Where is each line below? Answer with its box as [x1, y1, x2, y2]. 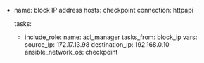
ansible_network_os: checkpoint [24, 48, 118, 56]
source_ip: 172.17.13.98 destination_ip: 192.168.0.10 [24, 41, 170, 48]
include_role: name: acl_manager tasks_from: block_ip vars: [24, 33, 198, 41]
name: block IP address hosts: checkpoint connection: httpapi [13, 6, 193, 14]
